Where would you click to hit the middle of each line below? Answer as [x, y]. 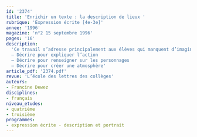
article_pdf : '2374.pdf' [36, 71]
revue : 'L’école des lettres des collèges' [60, 76]
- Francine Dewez [27, 87]
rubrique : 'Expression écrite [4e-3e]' [55, 22]
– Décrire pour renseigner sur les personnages [71, 60]
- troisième [21, 114]
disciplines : [22, 93]
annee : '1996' [23, 28]
